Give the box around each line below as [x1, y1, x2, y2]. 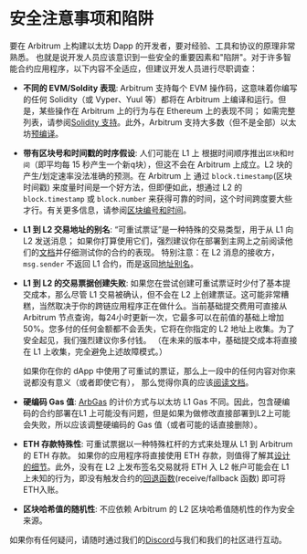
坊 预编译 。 [22, 128, 64, 139]
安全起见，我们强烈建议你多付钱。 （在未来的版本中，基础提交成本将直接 [22, 334, 298, 345]
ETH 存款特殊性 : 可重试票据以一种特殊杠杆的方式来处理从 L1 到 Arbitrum [22, 438, 293, 449]
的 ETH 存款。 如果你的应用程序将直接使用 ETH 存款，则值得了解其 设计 [22, 449, 291, 461]
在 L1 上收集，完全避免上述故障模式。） [22, 346, 167, 357]
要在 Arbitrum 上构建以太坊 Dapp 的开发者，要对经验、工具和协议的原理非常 [9, 40, 296, 51]
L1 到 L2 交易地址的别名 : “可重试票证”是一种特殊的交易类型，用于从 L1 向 [22, 224, 294, 235]
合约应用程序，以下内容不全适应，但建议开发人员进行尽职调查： [16, 63, 258, 74]
